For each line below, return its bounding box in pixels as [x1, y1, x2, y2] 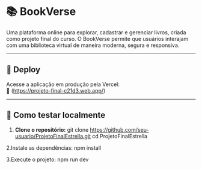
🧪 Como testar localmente [6, 110, 106, 120]
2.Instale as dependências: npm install [6, 144, 101, 151]
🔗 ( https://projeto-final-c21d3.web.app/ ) [6, 87, 106, 94]
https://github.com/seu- [90, 126, 149, 133]
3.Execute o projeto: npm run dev [6, 156, 89, 163]
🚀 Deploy [6, 64, 41, 75]
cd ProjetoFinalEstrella [92, 132, 148, 140]
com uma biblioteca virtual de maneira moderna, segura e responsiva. [6, 41, 180, 49]
